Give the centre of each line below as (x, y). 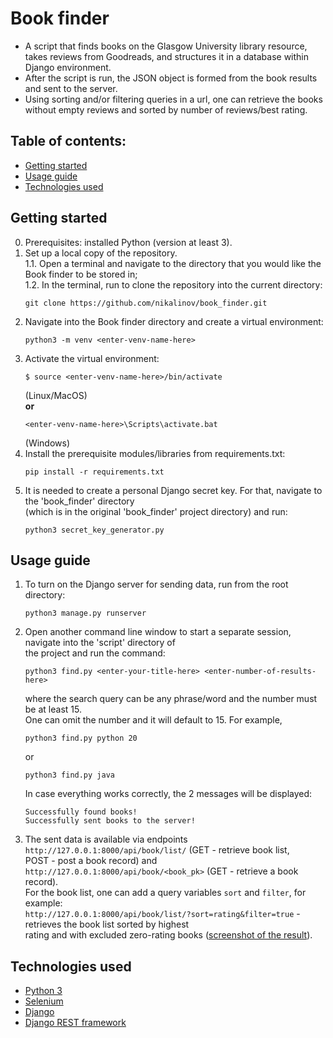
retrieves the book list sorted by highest (107, 924)
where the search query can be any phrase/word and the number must (171, 699)
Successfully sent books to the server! (110, 821)
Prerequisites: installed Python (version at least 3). (128, 242)
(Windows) (47, 443)
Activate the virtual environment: (92, 358)
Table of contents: (68, 141)
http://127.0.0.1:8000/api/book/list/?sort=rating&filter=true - (162, 914)
